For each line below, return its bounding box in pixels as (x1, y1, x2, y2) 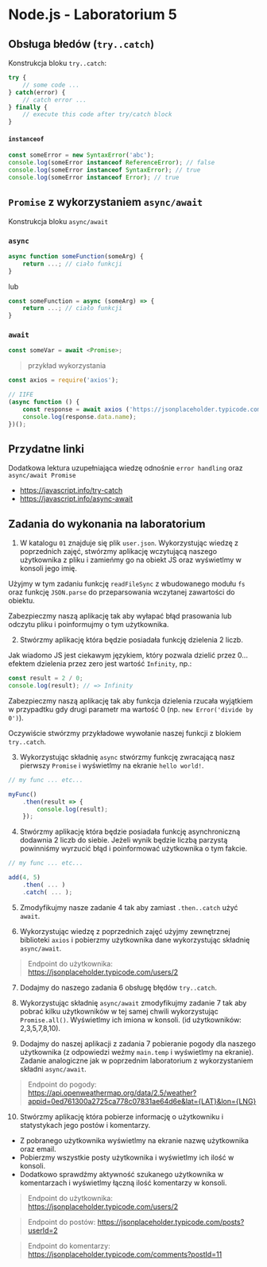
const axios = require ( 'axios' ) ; (8, 376, 119, 385)
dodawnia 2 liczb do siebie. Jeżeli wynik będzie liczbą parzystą (19, 835, 228, 845)
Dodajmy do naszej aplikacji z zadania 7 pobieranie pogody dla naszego (19, 1039, 257, 1048)
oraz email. (19, 1144, 57, 1153)
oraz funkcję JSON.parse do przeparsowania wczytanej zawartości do (8, 587, 235, 597)
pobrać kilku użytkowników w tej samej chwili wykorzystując (19, 1006, 219, 1016)
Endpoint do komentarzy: (27, 1241, 110, 1250)
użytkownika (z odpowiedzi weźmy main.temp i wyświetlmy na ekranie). (19, 1047, 254, 1056)
